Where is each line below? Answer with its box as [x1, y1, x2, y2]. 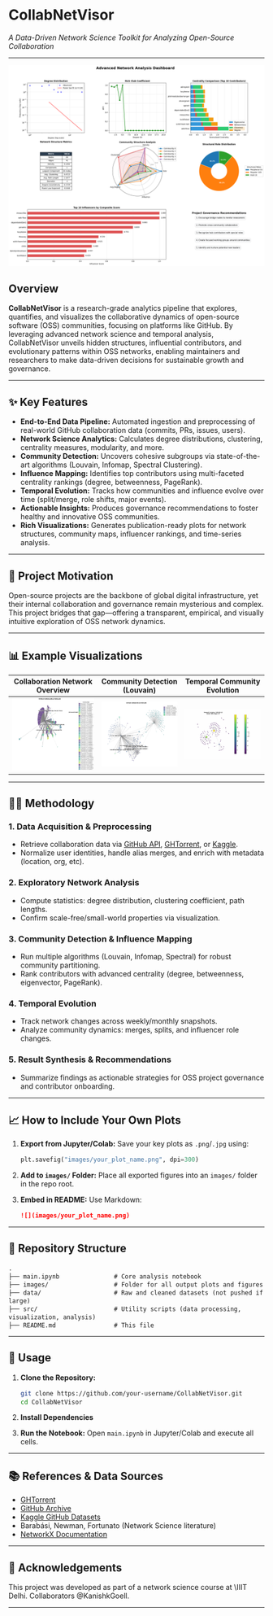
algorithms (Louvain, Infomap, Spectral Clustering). [31, 460, 203, 470]
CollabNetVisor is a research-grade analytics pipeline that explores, [8, 304, 237, 313]
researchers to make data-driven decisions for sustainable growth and [8, 356, 245, 365]
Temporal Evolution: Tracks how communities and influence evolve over [19, 486, 264, 496]
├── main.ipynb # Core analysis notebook [8, 1272, 201, 1281]
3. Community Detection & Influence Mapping [8, 933, 193, 945]
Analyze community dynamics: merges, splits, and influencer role [19, 1025, 240, 1035]
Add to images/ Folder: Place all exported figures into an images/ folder [19, 1170, 258, 1181]
